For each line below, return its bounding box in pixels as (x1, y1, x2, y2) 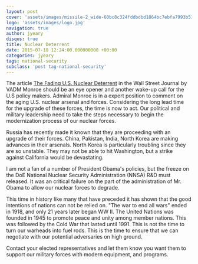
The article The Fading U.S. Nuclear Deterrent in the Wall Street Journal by (6, 80, 187, 87)
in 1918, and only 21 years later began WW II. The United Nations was (6, 208, 174, 216)
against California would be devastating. (6, 154, 104, 161)
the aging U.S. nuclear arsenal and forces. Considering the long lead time (6, 99, 184, 106)
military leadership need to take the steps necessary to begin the (6, 111, 164, 118)
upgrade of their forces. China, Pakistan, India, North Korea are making (6, 135, 179, 142)
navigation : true (6, 25, 49, 31)
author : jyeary (6, 31, 44, 37)
